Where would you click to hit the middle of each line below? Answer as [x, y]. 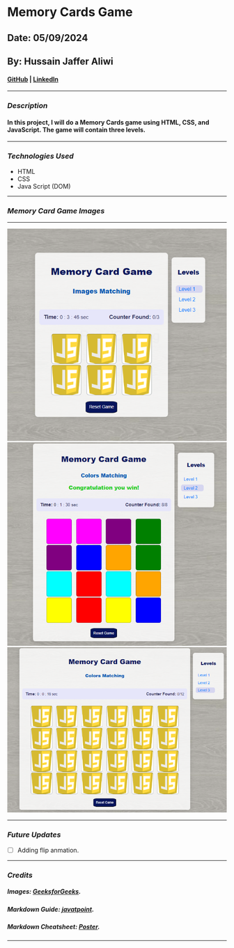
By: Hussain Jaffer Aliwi [60, 61]
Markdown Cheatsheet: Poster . [54, 927]
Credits [20, 875]
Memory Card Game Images [56, 211]
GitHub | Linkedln [33, 79]
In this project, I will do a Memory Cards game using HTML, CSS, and [108, 122]
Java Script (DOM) [44, 186]
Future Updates [34, 835]
